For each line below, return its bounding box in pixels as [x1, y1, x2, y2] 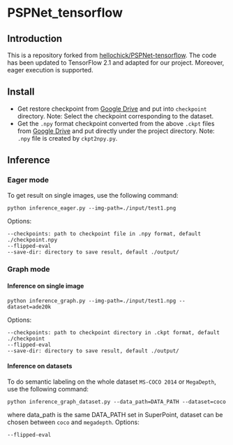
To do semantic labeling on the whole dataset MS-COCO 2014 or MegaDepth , [7, 377, 216, 386]
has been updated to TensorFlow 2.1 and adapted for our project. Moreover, [7, 58, 225, 67]
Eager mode [7, 175, 50, 185]
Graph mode [7, 265, 50, 274]
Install [7, 86, 35, 98]
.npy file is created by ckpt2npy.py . [17, 134, 118, 142]
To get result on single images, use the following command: [7, 191, 179, 199]
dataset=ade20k [7, 303, 52, 311]
